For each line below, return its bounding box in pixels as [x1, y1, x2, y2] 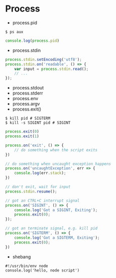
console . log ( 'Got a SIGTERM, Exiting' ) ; [14, 235, 100, 240]
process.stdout [12, 85, 44, 91]
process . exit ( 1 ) [5, 134, 39, 139]
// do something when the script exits [14, 147, 98, 152]
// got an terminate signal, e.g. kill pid [5, 226, 98, 231]
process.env [12, 96, 39, 102]
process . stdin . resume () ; [5, 189, 57, 194]
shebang [12, 253, 31, 259]
